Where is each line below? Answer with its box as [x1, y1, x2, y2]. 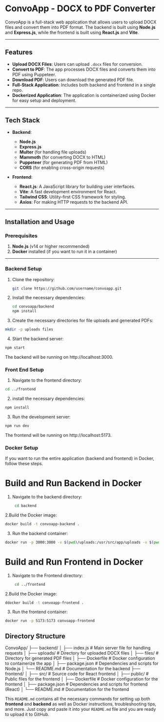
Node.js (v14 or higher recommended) [12, 244, 90, 249]
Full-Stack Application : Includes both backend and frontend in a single [12, 82, 156, 88]
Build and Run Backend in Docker [5, 478, 142, 489]
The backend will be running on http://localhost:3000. [5, 354, 114, 360]
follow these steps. [5, 461, 43, 467]
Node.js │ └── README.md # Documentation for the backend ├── [5, 666, 141, 672]
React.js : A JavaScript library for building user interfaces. [19, 184, 136, 189]
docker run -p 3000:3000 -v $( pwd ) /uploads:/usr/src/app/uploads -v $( [5, 540, 154, 545]
